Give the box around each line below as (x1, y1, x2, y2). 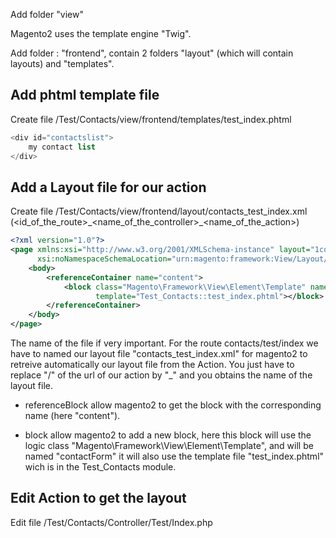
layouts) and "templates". (10, 58, 115, 69)
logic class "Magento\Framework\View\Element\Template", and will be (24, 440, 314, 451)
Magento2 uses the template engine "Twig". (10, 28, 192, 39)
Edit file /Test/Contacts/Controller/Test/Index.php (10, 516, 213, 528)
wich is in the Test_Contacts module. (24, 461, 177, 473)
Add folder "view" (10, 9, 84, 20)
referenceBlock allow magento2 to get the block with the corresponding (24, 399, 322, 411)
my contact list (28, 142, 97, 152)
